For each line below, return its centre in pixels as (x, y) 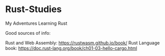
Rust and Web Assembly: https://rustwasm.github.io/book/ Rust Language (82, 43)
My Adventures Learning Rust (36, 23)
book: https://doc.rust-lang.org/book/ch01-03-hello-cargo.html (71, 48)
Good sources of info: (28, 33)
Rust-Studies (34, 9)
